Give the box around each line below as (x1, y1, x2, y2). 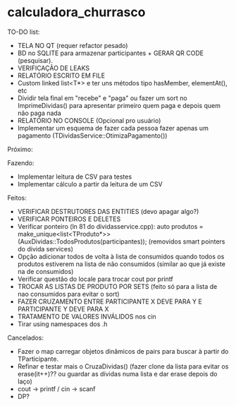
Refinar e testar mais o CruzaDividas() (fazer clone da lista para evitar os (17, 362, 229, 371)
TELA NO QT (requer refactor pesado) (17, 41, 128, 49)
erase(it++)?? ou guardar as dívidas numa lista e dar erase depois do (17, 369, 218, 378)
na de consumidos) (17, 267, 74, 275)
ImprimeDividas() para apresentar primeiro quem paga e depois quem (17, 101, 221, 109)
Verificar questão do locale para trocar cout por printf (17, 275, 174, 283)
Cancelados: (7, 333, 44, 342)
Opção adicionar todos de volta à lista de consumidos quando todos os (17, 252, 225, 261)
